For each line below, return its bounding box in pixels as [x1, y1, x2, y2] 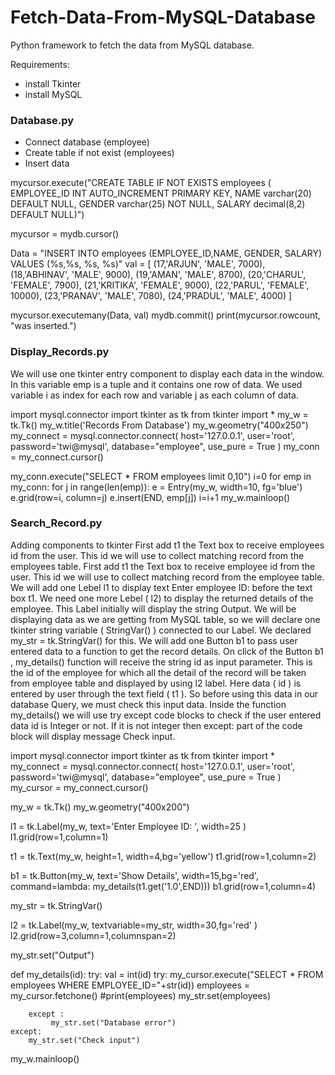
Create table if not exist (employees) [24, 147, 175, 159]
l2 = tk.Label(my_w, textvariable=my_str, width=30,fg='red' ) [10, 919, 258, 931]
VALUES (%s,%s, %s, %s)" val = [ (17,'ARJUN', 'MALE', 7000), [10, 258, 266, 270]
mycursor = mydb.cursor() [10, 228, 120, 240]
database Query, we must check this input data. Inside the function [10, 698, 287, 710]
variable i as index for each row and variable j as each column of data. [10, 389, 299, 401]
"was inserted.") [10, 320, 77, 332]
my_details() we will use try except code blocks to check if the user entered [10, 709, 322, 721]
